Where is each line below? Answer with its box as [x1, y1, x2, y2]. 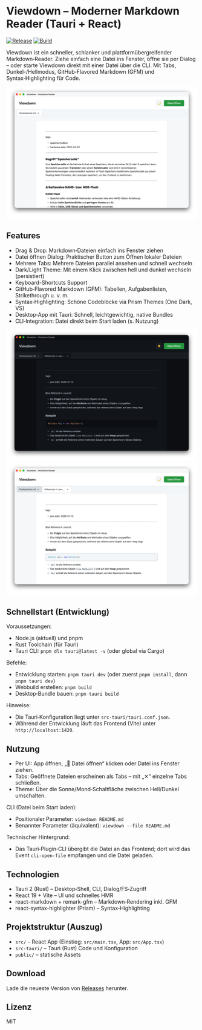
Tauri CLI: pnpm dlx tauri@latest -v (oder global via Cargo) [15, 647, 165, 655]
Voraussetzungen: [6, 623, 52, 630]
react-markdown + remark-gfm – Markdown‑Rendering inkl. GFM [15, 898, 177, 905]
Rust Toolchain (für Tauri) [15, 641, 79, 648]
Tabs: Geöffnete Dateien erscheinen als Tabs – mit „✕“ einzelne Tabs [15, 772, 187, 780]
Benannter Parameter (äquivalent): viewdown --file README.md [15, 822, 171, 829]
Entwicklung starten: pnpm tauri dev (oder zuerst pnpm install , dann [15, 671, 187, 678]
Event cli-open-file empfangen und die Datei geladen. [15, 852, 154, 859]
